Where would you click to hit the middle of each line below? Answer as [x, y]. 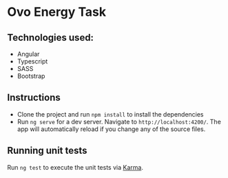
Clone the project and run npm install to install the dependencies [111, 114]
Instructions [34, 98]
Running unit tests [47, 151]
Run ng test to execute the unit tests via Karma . [75, 167]
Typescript [32, 61]
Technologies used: [51, 38]
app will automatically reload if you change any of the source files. [111, 129]
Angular [28, 54]
